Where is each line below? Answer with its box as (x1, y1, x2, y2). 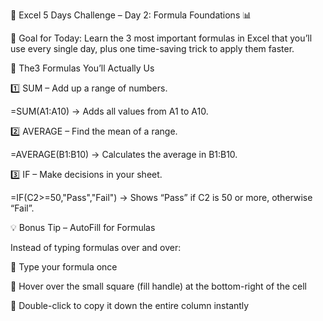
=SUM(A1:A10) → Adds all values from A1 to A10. (10, 105, 209, 117)
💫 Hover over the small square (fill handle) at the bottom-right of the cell (10, 280, 307, 292)
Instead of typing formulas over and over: (10, 242, 182, 253)
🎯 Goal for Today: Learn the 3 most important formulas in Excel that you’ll (10, 32, 313, 44)
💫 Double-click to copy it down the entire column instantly (10, 300, 250, 311)
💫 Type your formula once (10, 261, 118, 273)
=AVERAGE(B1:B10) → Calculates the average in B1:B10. (10, 149, 238, 160)
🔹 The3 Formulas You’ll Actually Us (10, 62, 155, 74)
